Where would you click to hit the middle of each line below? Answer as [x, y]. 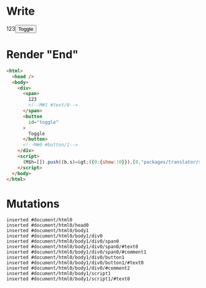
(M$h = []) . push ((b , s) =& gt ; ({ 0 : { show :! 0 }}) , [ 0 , [82, 162]
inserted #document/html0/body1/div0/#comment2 [68, 268]
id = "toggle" [44, 122]
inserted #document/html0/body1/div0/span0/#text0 [72, 247]
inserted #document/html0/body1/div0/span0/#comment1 [77, 252]
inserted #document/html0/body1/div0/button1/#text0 [75, 263]
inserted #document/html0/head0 [48, 225]
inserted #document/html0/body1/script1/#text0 [68, 279]
